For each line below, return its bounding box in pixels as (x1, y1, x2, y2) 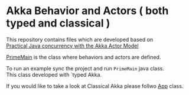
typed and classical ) (6, 16, 110, 30)
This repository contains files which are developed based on (6, 36, 154, 43)
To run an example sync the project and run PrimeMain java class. (6, 65, 164, 72)
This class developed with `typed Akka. (6, 71, 102, 78)
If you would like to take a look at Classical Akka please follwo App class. (6, 82, 184, 89)
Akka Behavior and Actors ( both (6, 4, 169, 18)
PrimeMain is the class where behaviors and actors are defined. (6, 53, 161, 60)
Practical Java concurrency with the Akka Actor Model (6, 42, 139, 49)
